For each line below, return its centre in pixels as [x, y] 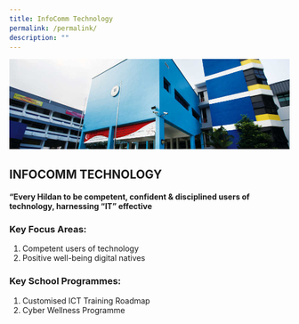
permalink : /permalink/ [53, 28]
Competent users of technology [81, 248]
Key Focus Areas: [48, 230]
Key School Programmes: [65, 281]
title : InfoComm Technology [61, 19]
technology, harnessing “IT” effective [81, 207]
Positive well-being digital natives [84, 258]
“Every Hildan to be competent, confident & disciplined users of [130, 197]
